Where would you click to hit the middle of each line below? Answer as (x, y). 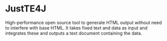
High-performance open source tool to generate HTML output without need (83, 22)
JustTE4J (26, 9)
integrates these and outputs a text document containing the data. (74, 33)
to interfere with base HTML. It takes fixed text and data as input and (76, 27)
